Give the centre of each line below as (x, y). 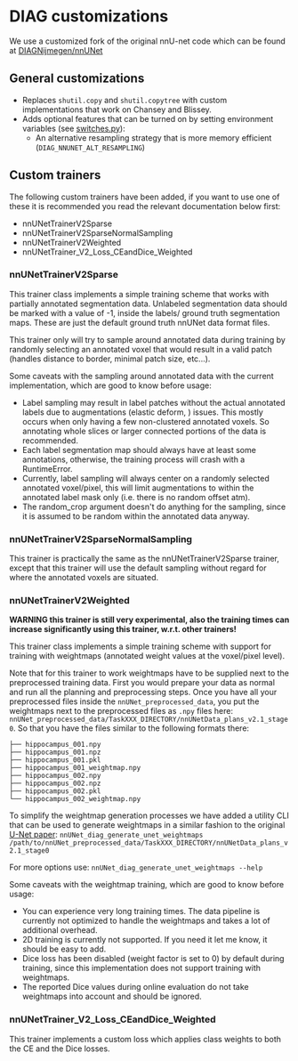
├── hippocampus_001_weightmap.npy (75, 768)
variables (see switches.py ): (74, 128)
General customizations (77, 79)
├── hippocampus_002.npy (55, 776)
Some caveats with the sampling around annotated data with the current (141, 376)
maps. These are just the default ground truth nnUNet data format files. (140, 322)
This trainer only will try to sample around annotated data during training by (148, 339)
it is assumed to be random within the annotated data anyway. (136, 516)
